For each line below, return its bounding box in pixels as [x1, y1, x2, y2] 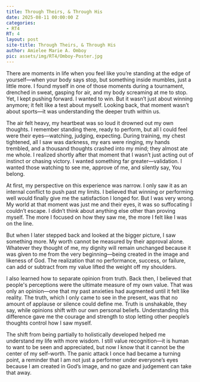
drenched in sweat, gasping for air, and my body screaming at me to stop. [6, 88, 188, 96]
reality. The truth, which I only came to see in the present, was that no [6, 294, 178, 301]
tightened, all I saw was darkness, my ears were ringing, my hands [6, 138, 170, 145]
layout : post [6, 36, 39, 42]
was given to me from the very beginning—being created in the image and [6, 250, 189, 258]
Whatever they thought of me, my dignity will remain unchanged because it [6, 244, 191, 251]
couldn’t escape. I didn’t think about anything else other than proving [6, 207, 176, 214]
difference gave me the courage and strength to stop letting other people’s [6, 313, 190, 320]
